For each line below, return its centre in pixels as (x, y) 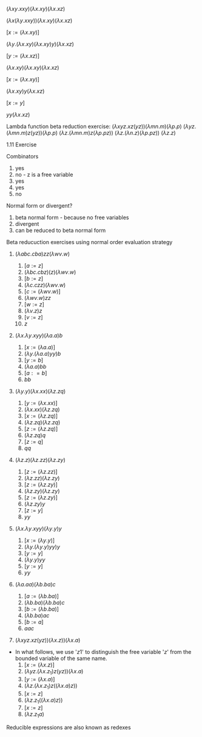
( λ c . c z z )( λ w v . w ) (45, 285)
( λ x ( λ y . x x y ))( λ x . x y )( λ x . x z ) (39, 20)
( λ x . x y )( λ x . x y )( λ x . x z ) (33, 67)
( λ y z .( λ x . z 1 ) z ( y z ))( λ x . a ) (54, 672)
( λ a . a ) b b (35, 366)
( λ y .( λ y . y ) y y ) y (42, 547)
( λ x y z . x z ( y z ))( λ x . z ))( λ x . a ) (48, 640)
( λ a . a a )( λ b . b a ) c (35, 584)
